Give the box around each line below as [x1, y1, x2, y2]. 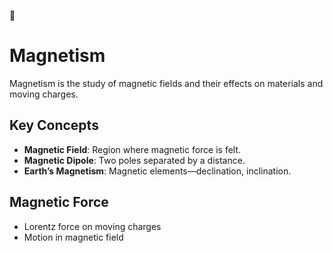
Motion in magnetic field [23, 231, 124, 243]
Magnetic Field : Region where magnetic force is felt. [23, 143, 242, 155]
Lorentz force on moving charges [23, 220, 162, 232]
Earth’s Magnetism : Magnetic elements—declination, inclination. [23, 165, 292, 177]
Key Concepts [9, 117, 99, 134]
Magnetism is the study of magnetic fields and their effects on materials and [9, 77, 324, 89]
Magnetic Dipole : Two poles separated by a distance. [23, 154, 246, 166]
